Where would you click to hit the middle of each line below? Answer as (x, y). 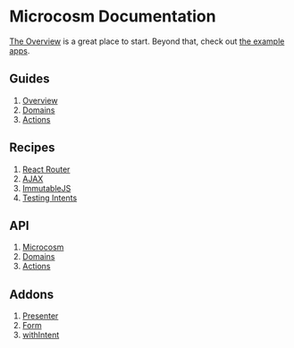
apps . (20, 50)
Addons (32, 294)
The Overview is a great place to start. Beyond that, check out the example (147, 41)
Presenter (40, 316)
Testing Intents (50, 198)
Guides (30, 79)
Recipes (32, 148)
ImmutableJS (46, 188)
